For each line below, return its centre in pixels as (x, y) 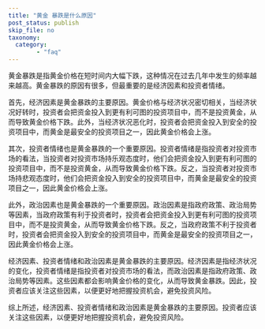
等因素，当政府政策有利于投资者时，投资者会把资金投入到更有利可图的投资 (129, 215)
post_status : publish (44, 23)
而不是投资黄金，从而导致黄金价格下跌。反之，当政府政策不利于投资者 (143, 224)
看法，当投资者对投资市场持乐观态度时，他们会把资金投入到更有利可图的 (139, 158)
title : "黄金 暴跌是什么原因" (52, 15)
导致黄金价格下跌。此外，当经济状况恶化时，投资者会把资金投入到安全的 (132, 122)
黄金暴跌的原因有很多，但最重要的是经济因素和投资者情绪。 (132, 85)
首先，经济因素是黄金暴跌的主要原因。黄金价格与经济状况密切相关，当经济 (129, 102)
